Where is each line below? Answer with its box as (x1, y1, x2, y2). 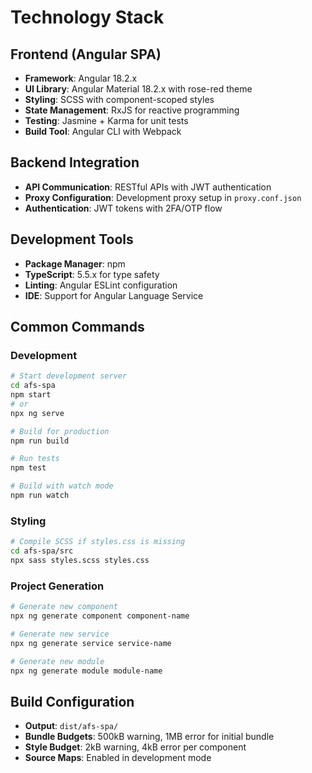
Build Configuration (10, 693, 135, 710)
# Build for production (10, 426, 110, 436)
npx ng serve (10, 408, 65, 418)
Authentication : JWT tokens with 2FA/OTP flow (24, 202, 223, 214)
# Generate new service (10, 629, 110, 639)
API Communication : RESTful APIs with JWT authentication (24, 181, 272, 193)
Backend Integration (10, 154, 140, 171)
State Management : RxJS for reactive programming (24, 104, 240, 116)
